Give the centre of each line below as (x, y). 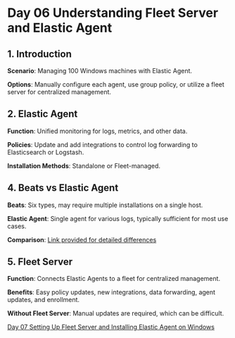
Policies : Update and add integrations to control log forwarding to (103, 144)
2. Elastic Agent (43, 114)
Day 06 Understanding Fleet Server (113, 13)
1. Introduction (39, 54)
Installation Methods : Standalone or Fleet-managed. (84, 165)
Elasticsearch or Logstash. (46, 152)
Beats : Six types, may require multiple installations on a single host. (105, 205)
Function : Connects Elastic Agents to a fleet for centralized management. (114, 279)
